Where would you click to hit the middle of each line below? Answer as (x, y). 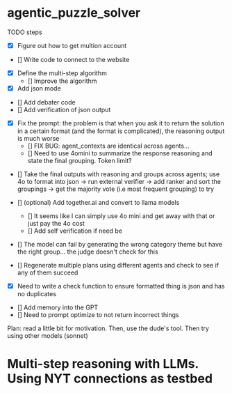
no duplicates (37, 294)
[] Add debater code (46, 102)
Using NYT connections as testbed (110, 379)
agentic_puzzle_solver (74, 13)
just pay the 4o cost (56, 224)
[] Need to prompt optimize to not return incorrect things (98, 315)
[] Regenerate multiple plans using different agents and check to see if (118, 265)
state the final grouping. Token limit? (80, 161)
